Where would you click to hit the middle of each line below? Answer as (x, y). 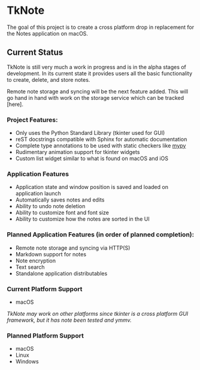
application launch (38, 194)
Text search (30, 267)
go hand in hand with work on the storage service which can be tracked (96, 97)
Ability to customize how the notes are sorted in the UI (82, 219)
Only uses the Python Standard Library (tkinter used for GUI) (90, 133)
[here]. (15, 104)
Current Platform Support (45, 289)
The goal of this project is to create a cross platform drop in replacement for (100, 27)
